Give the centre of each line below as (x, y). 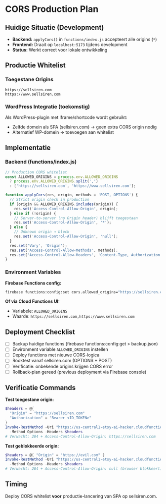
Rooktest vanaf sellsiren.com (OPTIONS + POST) (62, 361)
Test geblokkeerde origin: (32, 446)
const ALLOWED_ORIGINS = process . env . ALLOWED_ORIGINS (62, 177)
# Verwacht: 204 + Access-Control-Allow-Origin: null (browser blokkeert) (84, 469)
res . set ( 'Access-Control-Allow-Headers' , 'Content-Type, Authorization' (86, 255)
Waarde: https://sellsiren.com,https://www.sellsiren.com (73, 316)
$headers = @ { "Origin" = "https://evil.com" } (55, 455)
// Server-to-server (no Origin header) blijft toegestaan (76, 218)
